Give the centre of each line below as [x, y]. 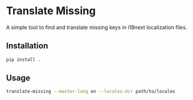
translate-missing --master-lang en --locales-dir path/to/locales [91, 92]
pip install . [24, 59]
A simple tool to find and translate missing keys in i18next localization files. [97, 27]
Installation [27, 46]
